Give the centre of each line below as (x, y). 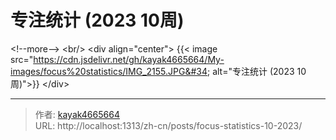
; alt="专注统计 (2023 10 (257, 71)
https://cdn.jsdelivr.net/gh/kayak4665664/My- (129, 59)
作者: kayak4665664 (77, 114)
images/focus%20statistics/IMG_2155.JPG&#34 (109, 71)
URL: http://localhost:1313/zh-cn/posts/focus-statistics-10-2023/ (168, 125)
